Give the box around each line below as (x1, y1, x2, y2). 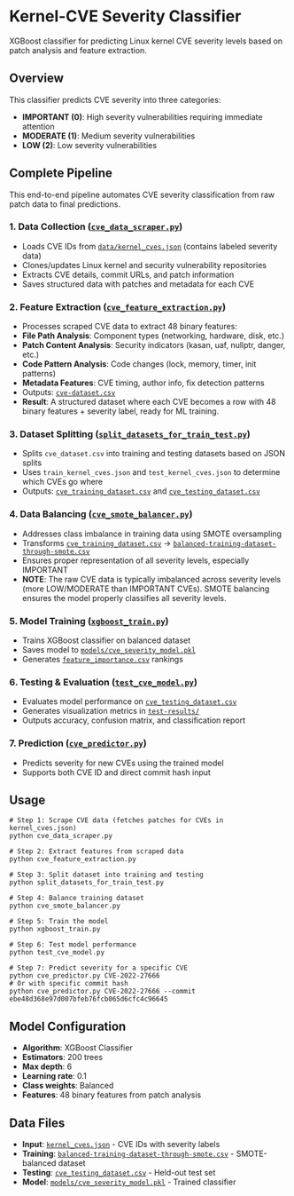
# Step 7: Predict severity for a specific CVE (9, 963, 189, 973)
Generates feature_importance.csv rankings (21, 654, 184, 665)
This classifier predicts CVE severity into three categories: (9, 94, 221, 105)
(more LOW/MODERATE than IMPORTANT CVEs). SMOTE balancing (21, 583, 270, 594)
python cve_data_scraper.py (9, 832, 113, 841)
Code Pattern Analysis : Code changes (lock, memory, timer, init (21, 359, 257, 369)
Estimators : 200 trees (21, 1052, 104, 1063)
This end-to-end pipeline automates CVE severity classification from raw (9, 189, 275, 200)
